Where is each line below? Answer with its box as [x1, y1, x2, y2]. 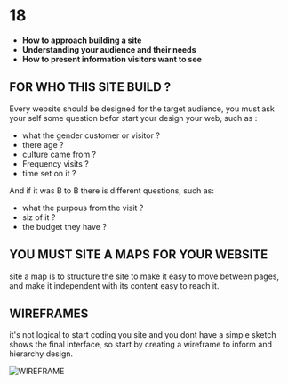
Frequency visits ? [21, 158, 89, 169]
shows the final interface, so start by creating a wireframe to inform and [9, 339, 273, 350]
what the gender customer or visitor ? [21, 130, 160, 141]
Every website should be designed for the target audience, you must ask [9, 103, 276, 114]
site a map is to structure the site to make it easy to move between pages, [9, 271, 280, 282]
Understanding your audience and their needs [21, 44, 196, 54]
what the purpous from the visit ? [21, 202, 144, 213]
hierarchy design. [9, 348, 74, 359]
